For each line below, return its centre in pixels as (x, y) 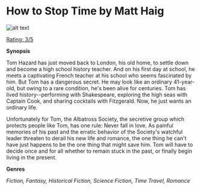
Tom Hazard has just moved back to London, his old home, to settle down (97, 63)
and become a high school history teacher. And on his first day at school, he (101, 69)
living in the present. (32, 157)
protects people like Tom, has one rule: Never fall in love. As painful (90, 125)
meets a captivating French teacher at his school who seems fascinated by (99, 75)
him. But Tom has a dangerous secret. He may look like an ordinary (89, 82)
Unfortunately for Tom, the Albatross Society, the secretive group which (95, 119)
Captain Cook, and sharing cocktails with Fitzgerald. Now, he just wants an (99, 101)
